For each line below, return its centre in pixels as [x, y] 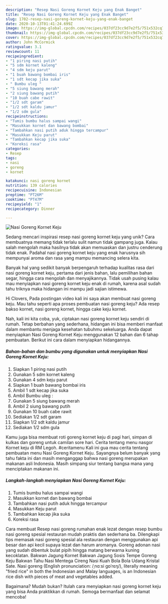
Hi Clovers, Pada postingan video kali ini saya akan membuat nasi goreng [81, 299]
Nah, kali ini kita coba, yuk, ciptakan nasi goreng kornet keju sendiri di [78, 319]
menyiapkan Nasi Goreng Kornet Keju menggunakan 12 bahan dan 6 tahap [82, 335]
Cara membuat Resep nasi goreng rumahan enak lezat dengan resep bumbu [84, 529]
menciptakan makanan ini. [33, 469]
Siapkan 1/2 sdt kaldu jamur [41, 422]
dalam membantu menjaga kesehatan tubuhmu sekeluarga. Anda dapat [79, 329]
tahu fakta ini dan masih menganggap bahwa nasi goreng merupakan [77, 458]
